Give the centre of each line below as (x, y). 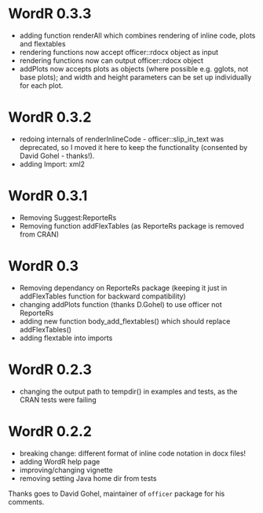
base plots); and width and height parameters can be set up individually (135, 77)
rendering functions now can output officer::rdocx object (111, 60)
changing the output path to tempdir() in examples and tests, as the (128, 391)
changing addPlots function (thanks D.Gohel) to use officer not (121, 304)
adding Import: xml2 (52, 164)
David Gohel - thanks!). (57, 156)
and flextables (42, 43)
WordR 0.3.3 (50, 14)
